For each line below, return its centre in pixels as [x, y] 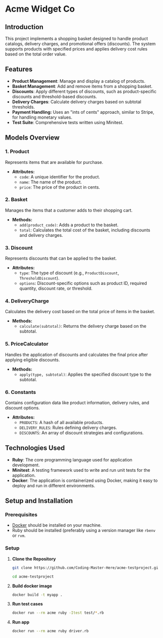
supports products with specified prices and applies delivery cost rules [76, 49]
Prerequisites [21, 515]
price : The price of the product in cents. [60, 187]
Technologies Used [35, 448]
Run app [21, 622]
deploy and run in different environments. [54, 485]
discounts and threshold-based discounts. [54, 96]
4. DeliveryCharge [27, 301]
